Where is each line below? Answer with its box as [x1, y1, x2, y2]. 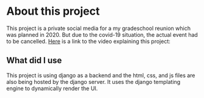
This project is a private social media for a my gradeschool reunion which [6, 24, 191, 32]
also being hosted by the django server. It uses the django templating [6, 78, 181, 85]
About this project [6, 4, 100, 18]
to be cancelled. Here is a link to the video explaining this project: [6, 37, 171, 45]
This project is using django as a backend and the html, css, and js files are [6, 72, 195, 79]
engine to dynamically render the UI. [6, 85, 98, 92]
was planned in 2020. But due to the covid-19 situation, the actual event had [6, 31, 199, 38]
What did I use [6, 55, 62, 66]
